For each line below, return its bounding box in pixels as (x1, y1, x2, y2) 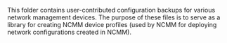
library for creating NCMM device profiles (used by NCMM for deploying (7, 21, 217, 28)
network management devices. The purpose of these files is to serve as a (7, 13, 221, 21)
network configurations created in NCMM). (7, 28, 132, 36)
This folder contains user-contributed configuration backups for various (7, 6, 216, 14)
